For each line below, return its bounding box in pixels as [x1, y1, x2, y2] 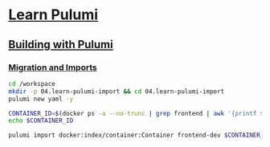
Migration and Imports [8, 62, 98, 73]
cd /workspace [8, 80, 56, 88]
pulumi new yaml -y [8, 95, 74, 103]
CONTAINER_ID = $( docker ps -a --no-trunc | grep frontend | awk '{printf [8, 109, 257, 117]
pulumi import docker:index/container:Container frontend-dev [8, 131, 221, 140]
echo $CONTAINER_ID [8, 116, 74, 125]
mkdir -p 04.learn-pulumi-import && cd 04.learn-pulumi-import [8, 87, 225, 96]
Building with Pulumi [8, 38, 114, 51]
